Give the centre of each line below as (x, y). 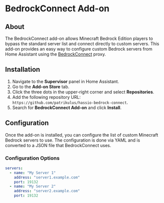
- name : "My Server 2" (33, 187)
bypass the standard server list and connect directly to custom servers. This (82, 44)
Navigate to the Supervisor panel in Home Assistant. (66, 81)
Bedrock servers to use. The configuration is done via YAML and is (73, 140)
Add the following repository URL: (46, 97)
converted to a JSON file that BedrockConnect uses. (58, 145)
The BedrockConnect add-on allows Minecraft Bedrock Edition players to (79, 38)
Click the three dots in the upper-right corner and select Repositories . (83, 92)
